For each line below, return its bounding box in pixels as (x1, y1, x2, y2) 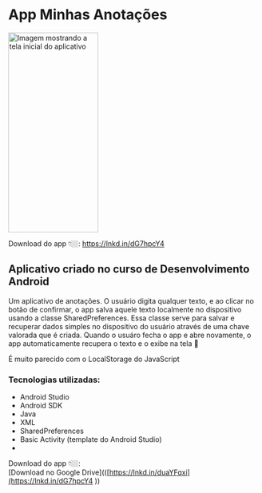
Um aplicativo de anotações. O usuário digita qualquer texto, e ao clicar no (8, 296, 254, 305)
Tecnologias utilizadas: (8, 374, 101, 385)
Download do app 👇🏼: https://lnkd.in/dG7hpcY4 (8, 238, 165, 248)
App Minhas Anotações (8, 6, 168, 24)
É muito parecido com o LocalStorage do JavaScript (8, 354, 180, 364)
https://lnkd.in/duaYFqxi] (109, 467, 190, 477)
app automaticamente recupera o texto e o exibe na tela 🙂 (8, 338, 199, 348)
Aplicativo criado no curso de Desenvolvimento (8, 262, 250, 276)
